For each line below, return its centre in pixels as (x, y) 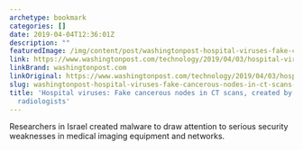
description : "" (40, 43)
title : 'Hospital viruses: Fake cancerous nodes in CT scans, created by (151, 93)
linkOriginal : (36, 76)
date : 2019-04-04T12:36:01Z (62, 34)
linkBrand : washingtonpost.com (68, 68)
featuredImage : (38, 51)
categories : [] (38, 26)
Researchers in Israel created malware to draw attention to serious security (149, 127)
